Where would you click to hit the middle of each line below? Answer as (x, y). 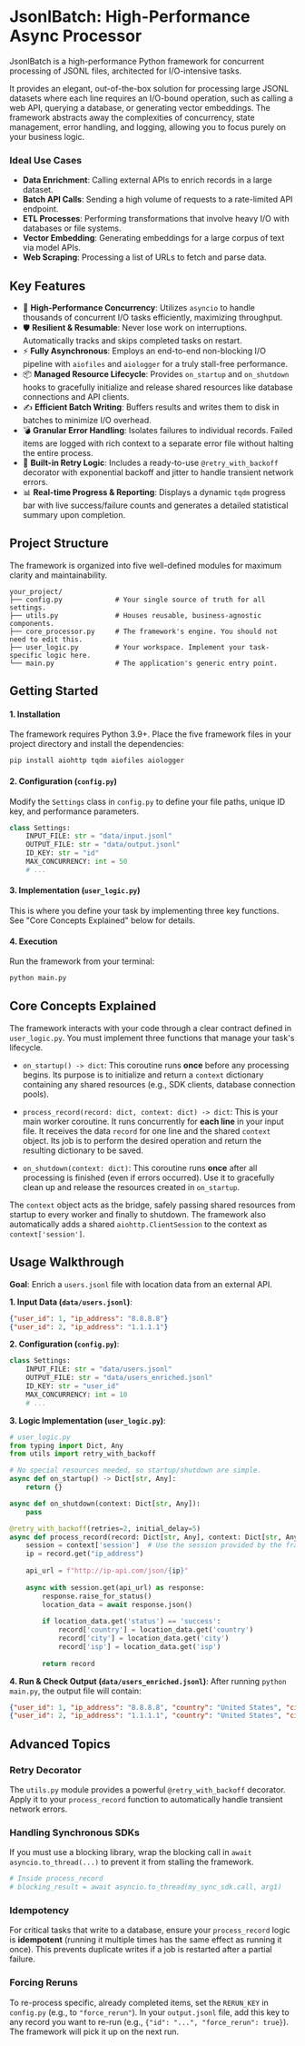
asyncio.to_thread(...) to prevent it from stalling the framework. (132, 1862)
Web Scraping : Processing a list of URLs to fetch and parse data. (144, 257)
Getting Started (54, 691)
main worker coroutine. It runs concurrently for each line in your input (153, 1121)
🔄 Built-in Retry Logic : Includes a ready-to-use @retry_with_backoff (150, 463)
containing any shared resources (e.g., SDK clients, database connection (159, 1084)
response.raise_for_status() (97, 1596)
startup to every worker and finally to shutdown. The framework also (138, 1214)
